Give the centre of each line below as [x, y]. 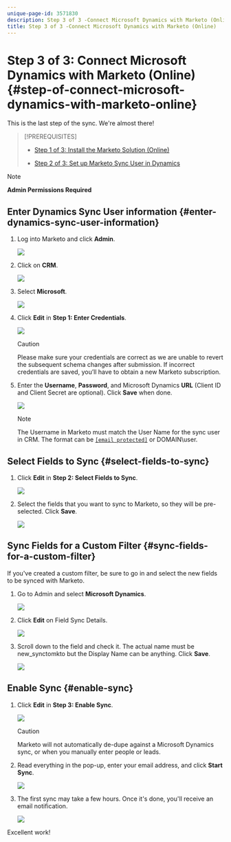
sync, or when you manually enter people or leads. [89, 752]
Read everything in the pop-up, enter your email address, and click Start [120, 765]
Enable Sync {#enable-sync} [70, 688]
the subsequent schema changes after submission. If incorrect [106, 365]
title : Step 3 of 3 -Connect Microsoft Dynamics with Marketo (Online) [112, 26]
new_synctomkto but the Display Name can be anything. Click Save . [114, 653]
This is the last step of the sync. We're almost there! [81, 123]
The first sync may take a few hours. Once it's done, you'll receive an [115, 799]
